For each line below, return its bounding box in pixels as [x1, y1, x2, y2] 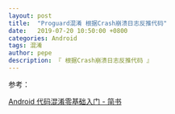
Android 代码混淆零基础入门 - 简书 [8, 96, 123, 106]
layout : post [8, 11, 52, 20]
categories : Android [8, 34, 78, 43]
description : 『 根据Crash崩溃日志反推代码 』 [8, 57, 153, 65]
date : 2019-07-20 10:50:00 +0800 [8, 26, 128, 35]
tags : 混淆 [8, 42, 43, 50]
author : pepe [8, 49, 52, 57]
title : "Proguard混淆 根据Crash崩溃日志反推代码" [8, 19, 168, 27]
